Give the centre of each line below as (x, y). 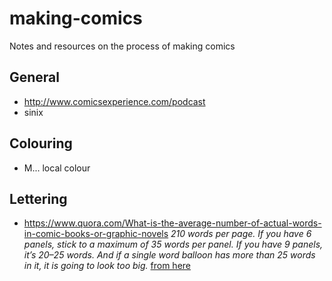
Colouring (41, 143)
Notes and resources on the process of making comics (122, 46)
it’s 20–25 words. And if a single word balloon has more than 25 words (169, 255)
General (35, 77)
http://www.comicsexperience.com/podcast (114, 101)
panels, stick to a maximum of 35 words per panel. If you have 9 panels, (173, 244)
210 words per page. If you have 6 (241, 234)
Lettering (38, 198)
